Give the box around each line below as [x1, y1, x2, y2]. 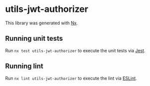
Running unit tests [5, 34, 63, 43]
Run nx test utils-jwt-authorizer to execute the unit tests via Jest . [5, 47, 146, 53]
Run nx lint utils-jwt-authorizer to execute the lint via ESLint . [5, 75, 138, 81]
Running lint [5, 62, 44, 71]
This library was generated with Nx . [5, 20, 78, 26]
